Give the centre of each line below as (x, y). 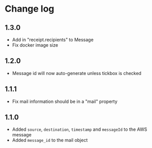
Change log (29, 9)
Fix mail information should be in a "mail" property (65, 101)
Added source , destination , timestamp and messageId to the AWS (80, 129)
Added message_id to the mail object (50, 140)
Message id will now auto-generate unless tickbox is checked (77, 73)
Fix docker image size (35, 45)
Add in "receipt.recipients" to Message (53, 40)
